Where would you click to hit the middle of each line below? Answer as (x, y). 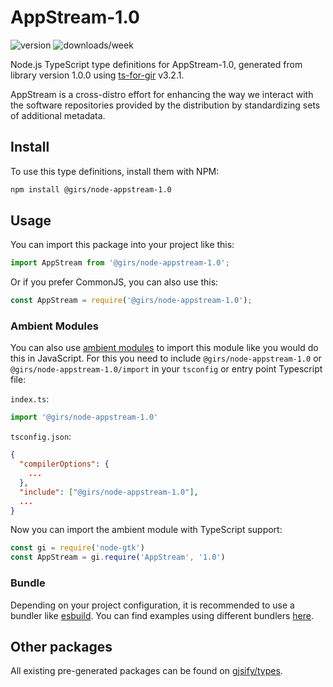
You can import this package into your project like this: (122, 245)
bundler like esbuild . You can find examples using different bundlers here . (162, 615)
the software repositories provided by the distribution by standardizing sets (165, 105)
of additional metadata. (58, 115)
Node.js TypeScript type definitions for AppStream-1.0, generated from (156, 64)
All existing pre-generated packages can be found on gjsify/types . (146, 671)
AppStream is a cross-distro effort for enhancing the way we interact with (162, 94)
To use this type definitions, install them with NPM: (115, 171)
